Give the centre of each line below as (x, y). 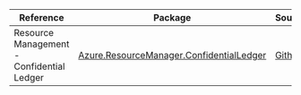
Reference (42, 17)
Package (172, 17)
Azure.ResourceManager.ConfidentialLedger (172, 55)
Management (42, 44)
